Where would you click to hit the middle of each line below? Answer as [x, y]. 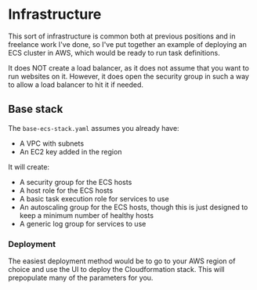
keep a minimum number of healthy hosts [87, 215]
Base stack [36, 109]
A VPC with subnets [52, 143]
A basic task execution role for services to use [94, 198]
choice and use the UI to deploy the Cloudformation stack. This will [116, 270]
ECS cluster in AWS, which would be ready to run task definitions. [114, 53]
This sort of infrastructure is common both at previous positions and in [122, 36]
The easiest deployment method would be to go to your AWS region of [122, 261]
